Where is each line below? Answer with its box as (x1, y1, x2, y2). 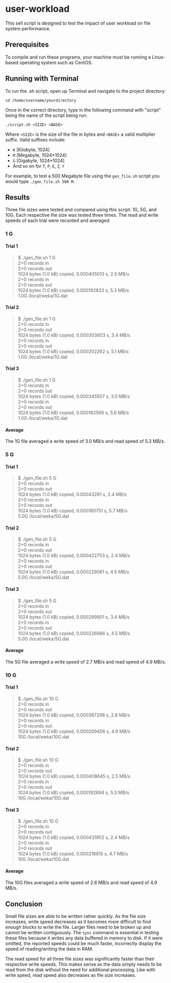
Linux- (152, 54, 166, 60)
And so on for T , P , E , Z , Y (12, 162, 65, 169)
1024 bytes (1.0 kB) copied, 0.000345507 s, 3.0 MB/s (17, 393, 130, 399)
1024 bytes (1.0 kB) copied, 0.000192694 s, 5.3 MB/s (17, 790, 129, 796)
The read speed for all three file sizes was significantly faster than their (5, 956, 155, 962)
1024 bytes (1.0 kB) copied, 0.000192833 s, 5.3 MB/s (17, 287, 129, 293)
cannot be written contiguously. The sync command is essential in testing (5, 930, 159, 936)
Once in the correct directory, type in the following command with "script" (5, 107, 161, 113)
